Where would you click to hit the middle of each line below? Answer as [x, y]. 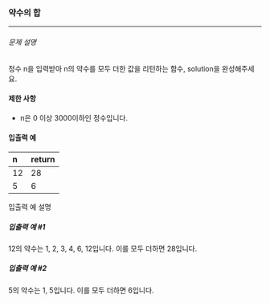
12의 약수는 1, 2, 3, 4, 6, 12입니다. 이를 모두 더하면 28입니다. [103, 248]
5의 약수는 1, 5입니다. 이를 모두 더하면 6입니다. [81, 290]
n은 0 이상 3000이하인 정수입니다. [74, 117]
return [43, 159]
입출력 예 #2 [28, 268]
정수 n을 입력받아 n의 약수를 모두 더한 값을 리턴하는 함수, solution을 [115, 68]
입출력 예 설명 [30, 207]
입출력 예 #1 [27, 227]
